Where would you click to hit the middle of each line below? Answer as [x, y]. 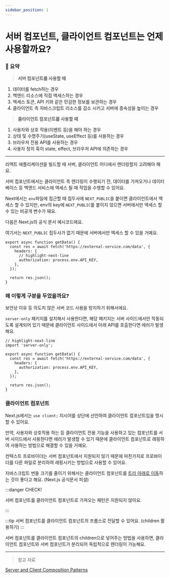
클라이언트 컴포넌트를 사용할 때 [48, 119]
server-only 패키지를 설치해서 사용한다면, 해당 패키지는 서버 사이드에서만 [78, 319]
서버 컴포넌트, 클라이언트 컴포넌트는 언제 [84, 37]
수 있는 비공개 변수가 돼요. [31, 211]
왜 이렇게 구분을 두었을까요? [37, 296]
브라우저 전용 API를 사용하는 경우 [45, 142]
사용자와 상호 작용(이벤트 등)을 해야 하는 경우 [57, 130]
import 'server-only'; [29, 345]
